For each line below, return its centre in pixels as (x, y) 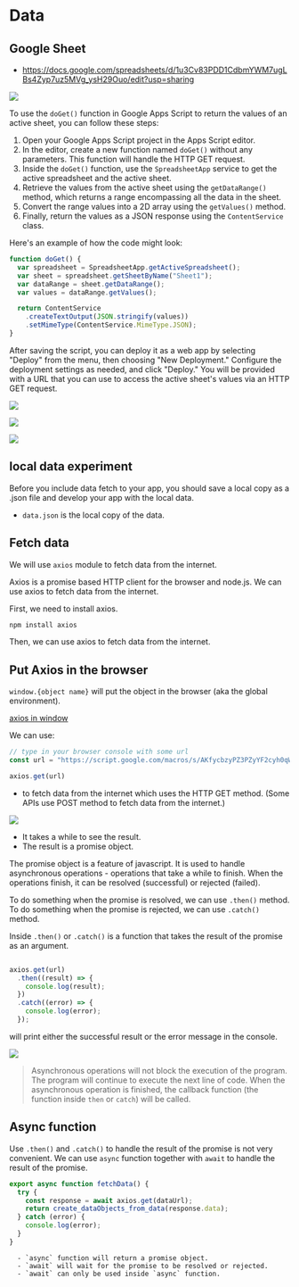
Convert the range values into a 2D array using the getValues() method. (154, 207)
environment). (35, 701)
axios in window (39, 718)
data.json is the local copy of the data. (93, 515)
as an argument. (39, 945)
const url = (31, 760)
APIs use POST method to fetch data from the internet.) (123, 802)
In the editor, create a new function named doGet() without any (137, 149)
